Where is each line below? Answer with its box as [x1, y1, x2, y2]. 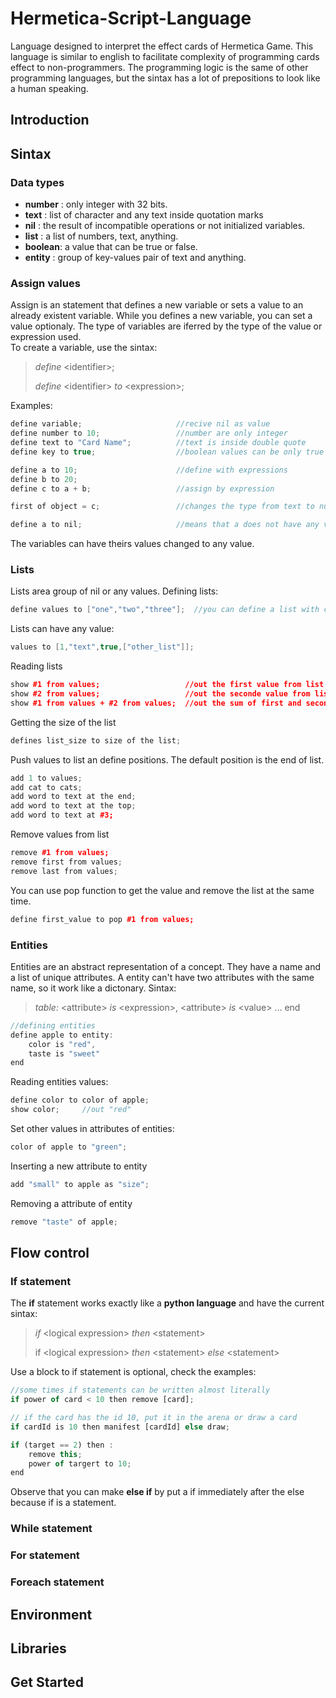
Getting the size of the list [10, 716, 117, 728]
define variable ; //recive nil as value [10, 419, 271, 429]
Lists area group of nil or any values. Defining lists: [10, 585, 219, 597]
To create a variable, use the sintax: [10, 342, 158, 354]
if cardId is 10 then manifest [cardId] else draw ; [10, 1422, 230, 1432]
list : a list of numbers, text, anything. [24, 230, 179, 242]
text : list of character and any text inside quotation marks [24, 209, 264, 221]
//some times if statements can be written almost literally [10, 1385, 271, 1396]
